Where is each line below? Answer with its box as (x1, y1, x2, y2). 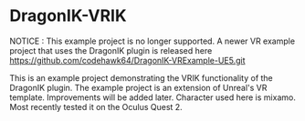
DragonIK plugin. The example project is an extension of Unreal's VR (9, 82, 268, 93)
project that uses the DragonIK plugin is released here (9, 45, 213, 55)
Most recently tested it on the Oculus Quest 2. (9, 101, 183, 112)
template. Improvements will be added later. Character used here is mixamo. (9, 92, 297, 103)
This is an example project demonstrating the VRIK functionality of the (9, 72, 274, 83)
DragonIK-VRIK (9, 5, 127, 26)
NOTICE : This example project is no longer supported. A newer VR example (9, 35, 295, 46)
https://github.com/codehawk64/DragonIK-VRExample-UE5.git (9, 55, 246, 66)
